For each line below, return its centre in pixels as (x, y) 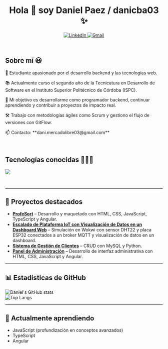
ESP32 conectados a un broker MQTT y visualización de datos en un (83, 235)
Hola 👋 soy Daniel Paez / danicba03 (84, 10)
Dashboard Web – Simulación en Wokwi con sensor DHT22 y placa (82, 230)
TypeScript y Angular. (35, 219)
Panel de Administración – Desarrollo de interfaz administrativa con (82, 251)
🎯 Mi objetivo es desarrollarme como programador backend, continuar (77, 99)
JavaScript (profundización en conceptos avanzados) (68, 330)
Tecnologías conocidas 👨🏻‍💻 (49, 160)
